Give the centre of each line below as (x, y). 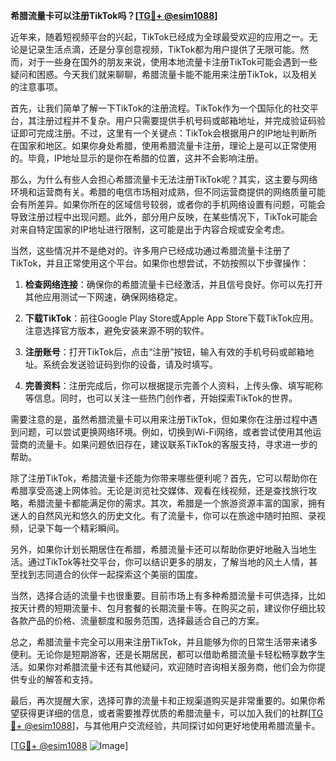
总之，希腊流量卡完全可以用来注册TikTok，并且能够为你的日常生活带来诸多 (164, 642)
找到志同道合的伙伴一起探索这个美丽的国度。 (110, 574)
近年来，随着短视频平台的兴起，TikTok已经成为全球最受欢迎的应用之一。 (160, 37)
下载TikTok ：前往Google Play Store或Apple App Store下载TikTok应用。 (171, 318)
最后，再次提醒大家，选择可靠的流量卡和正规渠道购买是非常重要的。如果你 (163, 700)
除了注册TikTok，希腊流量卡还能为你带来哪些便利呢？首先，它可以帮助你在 (164, 478)
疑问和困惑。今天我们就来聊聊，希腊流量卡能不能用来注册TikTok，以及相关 (164, 74)
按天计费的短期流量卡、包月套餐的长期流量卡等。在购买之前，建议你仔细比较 (168, 608)
